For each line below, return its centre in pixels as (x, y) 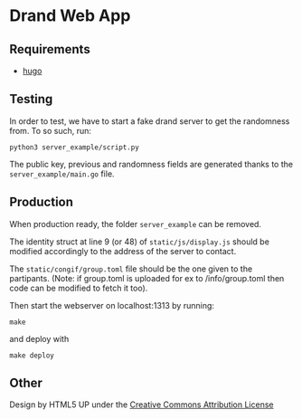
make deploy (32, 355)
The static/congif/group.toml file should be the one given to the (131, 269)
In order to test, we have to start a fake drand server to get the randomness (150, 121)
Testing (31, 99)
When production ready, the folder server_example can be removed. (136, 224)
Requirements (50, 49)
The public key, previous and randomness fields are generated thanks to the (151, 164)
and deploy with (39, 338)
